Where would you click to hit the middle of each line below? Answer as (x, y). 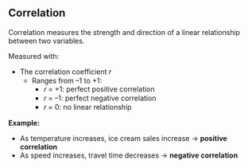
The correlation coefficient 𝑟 (66, 72)
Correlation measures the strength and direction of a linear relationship (124, 32)
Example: (24, 123)
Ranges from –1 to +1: (66, 80)
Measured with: (34, 56)
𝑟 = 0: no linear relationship (88, 107)
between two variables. (46, 41)
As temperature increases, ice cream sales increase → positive (124, 138)
